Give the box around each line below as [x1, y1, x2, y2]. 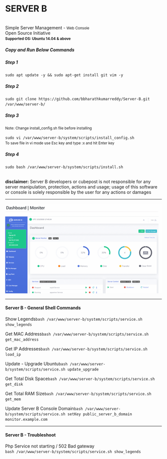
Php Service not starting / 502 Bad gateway [5, 443, 94, 449]
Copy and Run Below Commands [5, 47, 75, 53]
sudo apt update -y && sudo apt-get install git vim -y [5, 73, 123, 78]
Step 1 [5, 59, 18, 65]
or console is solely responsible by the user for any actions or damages [5, 189, 152, 195]
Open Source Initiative [5, 30, 51, 36]
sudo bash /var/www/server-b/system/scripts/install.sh [5, 165, 123, 170]
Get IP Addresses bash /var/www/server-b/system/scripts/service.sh [5, 346, 148, 352]
